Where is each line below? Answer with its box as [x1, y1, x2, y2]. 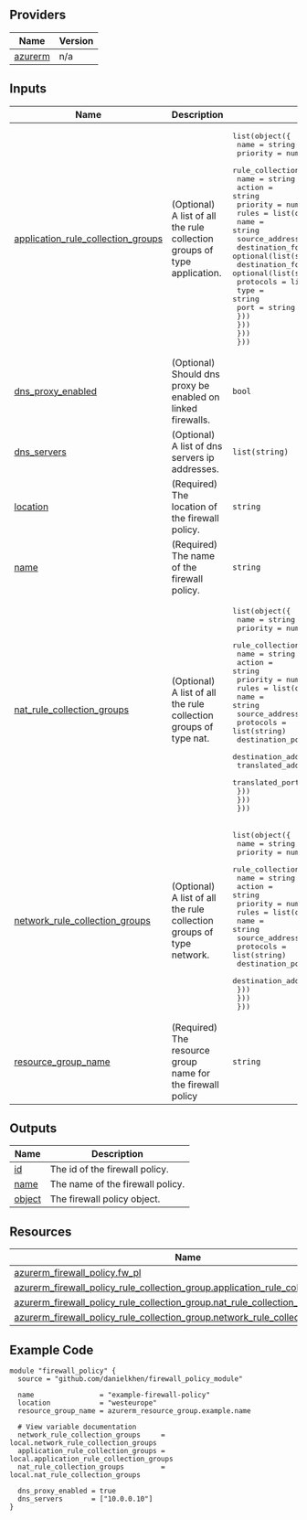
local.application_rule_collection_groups [9, 1454, 174, 1464]
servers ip [171, 451, 215, 464]
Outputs [9, 1120, 58, 1137]
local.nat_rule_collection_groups [9, 1471, 142, 1480]
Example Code [9, 1342, 94, 1357]
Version [58, 34, 94, 47]
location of [171, 500, 217, 513]
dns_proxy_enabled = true [17, 1486, 117, 1496]
